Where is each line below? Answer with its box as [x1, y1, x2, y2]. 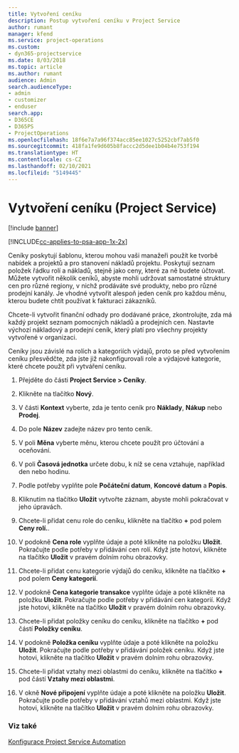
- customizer [8, 97, 47, 104]
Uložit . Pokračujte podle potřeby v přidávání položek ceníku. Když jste [18, 646, 225, 654]
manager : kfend [8, 30, 53, 38]
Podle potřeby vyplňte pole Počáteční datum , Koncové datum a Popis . [18, 481, 228, 490]
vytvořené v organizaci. [8, 332, 78, 342]
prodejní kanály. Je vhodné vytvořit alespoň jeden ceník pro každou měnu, [8, 289, 227, 297]
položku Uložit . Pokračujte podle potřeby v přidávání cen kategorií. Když [18, 595, 231, 604]
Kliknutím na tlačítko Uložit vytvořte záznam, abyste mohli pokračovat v [18, 495, 229, 503]
